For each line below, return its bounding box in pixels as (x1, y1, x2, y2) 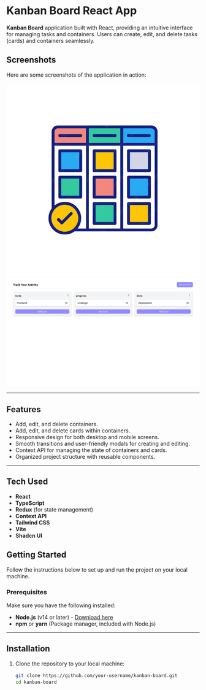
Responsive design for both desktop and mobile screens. (15, 434, 159, 441)
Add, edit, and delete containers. (15, 421, 98, 428)
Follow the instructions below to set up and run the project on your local (6, 565, 188, 573)
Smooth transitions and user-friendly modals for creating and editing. (15, 440, 191, 448)
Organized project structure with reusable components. (15, 453, 156, 461)
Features (6, 404, 41, 415)
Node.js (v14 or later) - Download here (15, 613, 113, 621)
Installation (6, 643, 50, 654)
